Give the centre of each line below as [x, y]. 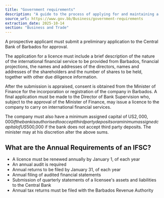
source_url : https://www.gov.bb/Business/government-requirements [74, 19]
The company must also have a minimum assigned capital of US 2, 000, [77, 117]
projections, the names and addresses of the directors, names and [72, 67]
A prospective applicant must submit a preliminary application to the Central [82, 41]
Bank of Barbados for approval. [37, 47]
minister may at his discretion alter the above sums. [57, 132]
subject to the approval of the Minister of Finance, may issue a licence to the [82, 102]
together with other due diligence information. [51, 77]
